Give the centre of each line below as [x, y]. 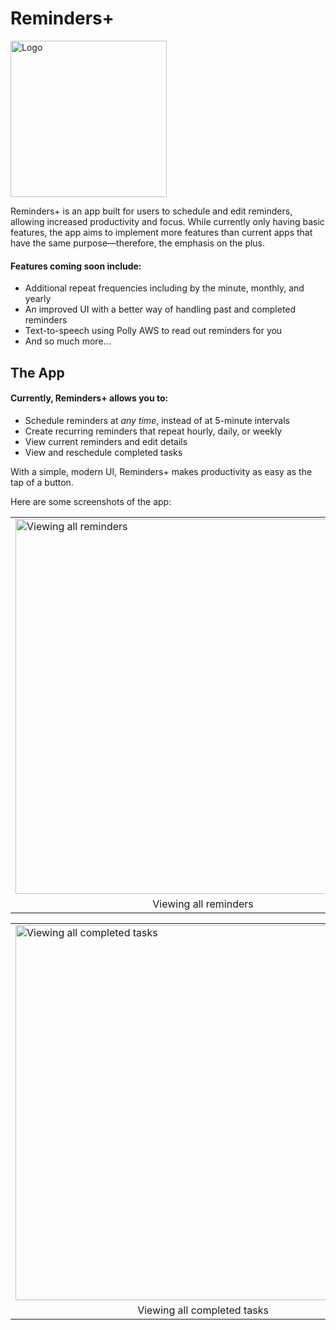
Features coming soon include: [76, 266]
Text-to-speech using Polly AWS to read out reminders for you [153, 331]
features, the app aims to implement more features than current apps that [161, 232]
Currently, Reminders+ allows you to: [89, 398]
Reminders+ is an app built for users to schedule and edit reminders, [151, 211]
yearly [38, 299]
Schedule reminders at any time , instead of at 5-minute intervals [157, 420]
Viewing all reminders [203, 904]
